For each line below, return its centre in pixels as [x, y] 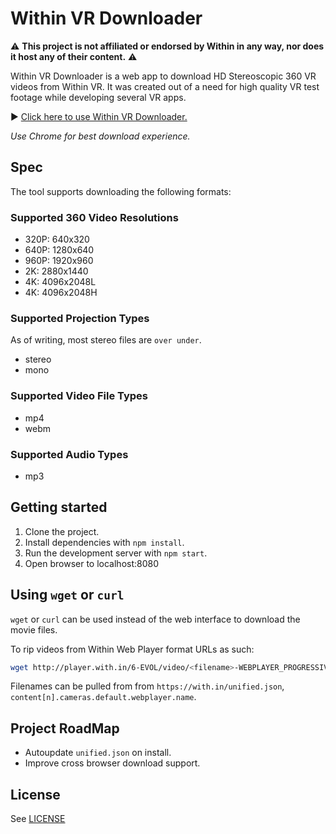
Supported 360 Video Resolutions [94, 217]
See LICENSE [38, 819]
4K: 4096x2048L [60, 282]
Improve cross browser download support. [112, 763]
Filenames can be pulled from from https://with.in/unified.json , [147, 686]
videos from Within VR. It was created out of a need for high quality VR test [165, 86]
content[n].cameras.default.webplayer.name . [103, 697]
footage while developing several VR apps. [98, 97]
